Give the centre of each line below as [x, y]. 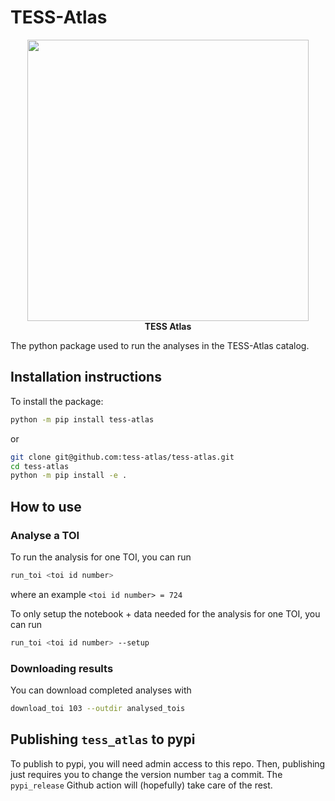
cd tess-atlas [40, 466]
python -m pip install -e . [69, 476]
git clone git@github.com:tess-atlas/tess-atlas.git [122, 457]
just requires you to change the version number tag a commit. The [146, 774]
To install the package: [57, 401]
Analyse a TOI [45, 535]
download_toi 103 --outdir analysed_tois [98, 708]
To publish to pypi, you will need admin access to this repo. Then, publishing [168, 763]
